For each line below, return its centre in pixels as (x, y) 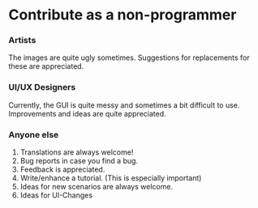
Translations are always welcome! (77, 152)
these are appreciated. (46, 66)
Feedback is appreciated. (62, 170)
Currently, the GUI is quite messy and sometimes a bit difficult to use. (124, 105)
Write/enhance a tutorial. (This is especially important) (111, 178)
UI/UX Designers (42, 87)
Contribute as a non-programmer (123, 15)
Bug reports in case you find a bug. (79, 161)
